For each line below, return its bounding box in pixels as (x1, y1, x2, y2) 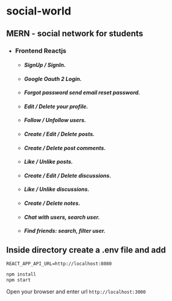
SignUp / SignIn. (24, 62, 66, 69)
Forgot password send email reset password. (24, 89, 141, 96)
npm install (6, 271, 36, 277)
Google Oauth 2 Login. (24, 75, 82, 82)
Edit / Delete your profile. (24, 103, 89, 110)
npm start (6, 277, 31, 283)
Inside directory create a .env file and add (6, 245, 166, 255)
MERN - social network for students (6, 28, 144, 39)
